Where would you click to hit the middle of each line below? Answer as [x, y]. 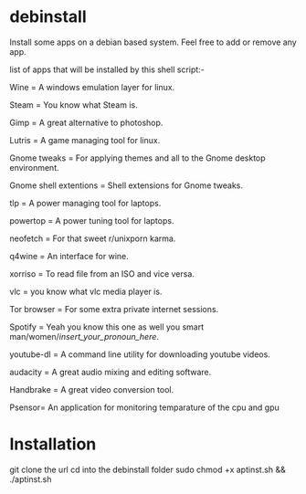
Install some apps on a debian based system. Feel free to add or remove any [153, 42]
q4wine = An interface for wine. [69, 256]
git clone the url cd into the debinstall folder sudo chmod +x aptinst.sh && [148, 469]
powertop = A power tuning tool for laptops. [92, 220]
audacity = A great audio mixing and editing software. [111, 372]
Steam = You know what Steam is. [74, 105]
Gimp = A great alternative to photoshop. [86, 122]
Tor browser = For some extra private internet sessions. [114, 309]
